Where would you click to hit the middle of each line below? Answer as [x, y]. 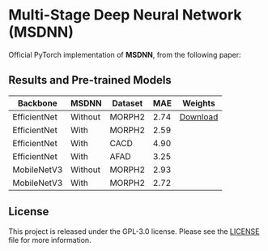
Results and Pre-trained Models [90, 80]
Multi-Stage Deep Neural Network [125, 15]
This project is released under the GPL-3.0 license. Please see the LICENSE [134, 231]
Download [199, 117]
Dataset [128, 103]
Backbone [38, 103]
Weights [199, 103]
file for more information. [50, 240]
